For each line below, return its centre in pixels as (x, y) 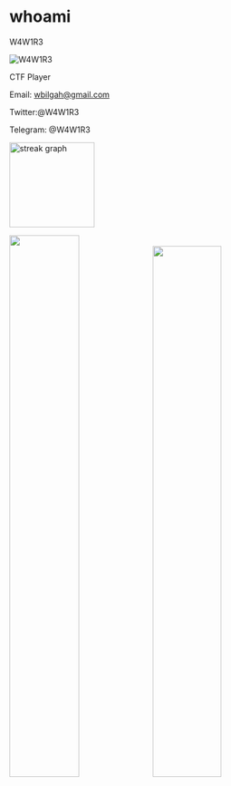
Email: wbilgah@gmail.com (60, 94)
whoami (40, 17)
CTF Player (30, 77)
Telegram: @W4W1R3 (50, 130)
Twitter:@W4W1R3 (44, 112)
